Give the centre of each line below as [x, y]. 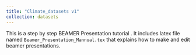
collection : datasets [32, 17]
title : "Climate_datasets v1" [43, 11]
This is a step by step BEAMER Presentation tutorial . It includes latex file [93, 33]
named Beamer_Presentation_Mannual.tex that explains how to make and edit [98, 39]
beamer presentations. [33, 45]
